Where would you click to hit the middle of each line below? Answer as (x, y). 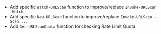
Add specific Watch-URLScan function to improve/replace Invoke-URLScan (83, 7)
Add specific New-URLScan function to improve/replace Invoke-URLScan (81, 17)
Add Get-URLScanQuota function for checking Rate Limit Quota (73, 26)
